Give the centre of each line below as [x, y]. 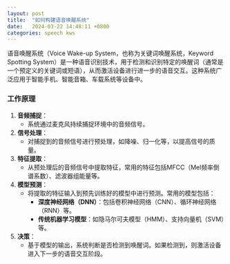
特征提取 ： [32, 158]
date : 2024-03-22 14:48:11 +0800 [58, 26]
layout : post [26, 13]
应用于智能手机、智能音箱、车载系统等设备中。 [79, 79]
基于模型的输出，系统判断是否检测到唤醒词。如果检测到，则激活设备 [124, 245]
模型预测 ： [32, 185]
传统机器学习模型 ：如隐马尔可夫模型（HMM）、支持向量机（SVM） [131, 219]
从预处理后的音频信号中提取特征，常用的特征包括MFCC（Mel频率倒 [123, 167]
